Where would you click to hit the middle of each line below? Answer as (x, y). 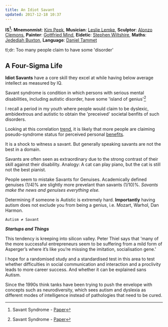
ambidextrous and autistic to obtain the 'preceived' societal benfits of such (82, 114)
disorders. (16, 119)
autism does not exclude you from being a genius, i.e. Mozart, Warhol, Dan (82, 205)
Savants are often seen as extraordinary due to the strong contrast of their (82, 159)
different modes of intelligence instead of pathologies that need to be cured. (84, 295)
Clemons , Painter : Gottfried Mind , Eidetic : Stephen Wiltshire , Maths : (76, 35)
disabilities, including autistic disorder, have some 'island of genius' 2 (76, 98)
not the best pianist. (26, 170)
